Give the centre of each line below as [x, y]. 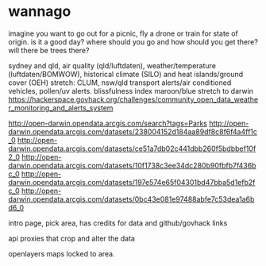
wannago [40, 12]
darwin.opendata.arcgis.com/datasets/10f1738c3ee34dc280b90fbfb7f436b [132, 165]
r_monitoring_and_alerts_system [61, 108]
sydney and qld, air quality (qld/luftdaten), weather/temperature [112, 65]
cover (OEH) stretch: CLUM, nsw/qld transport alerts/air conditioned [120, 83]
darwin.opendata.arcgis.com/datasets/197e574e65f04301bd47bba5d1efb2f [132, 182]
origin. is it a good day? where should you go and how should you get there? [133, 41]
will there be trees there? [49, 50]
